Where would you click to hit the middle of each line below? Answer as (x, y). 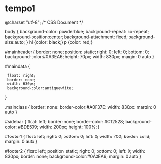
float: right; (22, 75)
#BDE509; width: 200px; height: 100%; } (59, 127)
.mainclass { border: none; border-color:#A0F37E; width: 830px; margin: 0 (80, 107)
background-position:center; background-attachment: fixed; (66, 37)
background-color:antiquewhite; (40, 88)
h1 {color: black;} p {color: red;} (61, 42)
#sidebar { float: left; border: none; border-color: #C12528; (65, 121)
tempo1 (20, 9)
